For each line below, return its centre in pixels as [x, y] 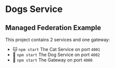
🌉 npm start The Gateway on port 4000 [52, 60]
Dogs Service [34, 9]
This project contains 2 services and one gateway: [57, 39]
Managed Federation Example [53, 28]
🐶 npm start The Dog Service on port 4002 [56, 54]
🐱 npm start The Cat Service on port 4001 [56, 49]
